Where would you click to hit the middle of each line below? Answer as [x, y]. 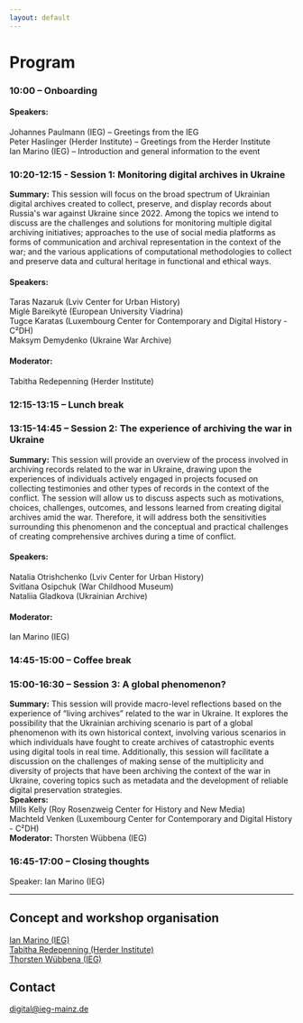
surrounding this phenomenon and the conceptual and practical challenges [149, 526]
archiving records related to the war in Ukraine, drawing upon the [131, 469]
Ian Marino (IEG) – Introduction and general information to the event [135, 151]
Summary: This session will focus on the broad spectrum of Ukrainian [140, 194]
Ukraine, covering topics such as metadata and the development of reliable [149, 780]
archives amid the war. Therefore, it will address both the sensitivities [138, 517]
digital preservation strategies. [66, 790]
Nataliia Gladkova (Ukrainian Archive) [78, 596]
